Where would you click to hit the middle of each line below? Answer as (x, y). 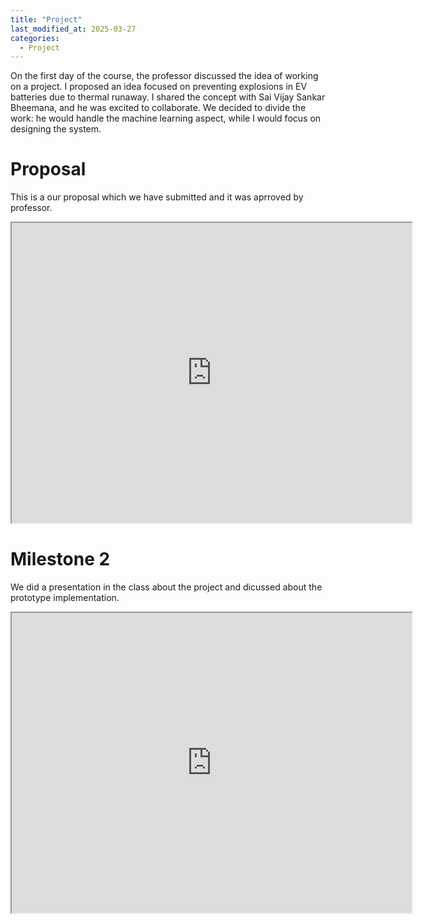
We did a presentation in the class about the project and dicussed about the (166, 587)
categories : (35, 38)
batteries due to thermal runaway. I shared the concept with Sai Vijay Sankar (168, 97)
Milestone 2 (60, 559)
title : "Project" (46, 19)
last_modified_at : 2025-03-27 (73, 29)
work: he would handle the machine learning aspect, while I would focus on (166, 118)
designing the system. (56, 129)
